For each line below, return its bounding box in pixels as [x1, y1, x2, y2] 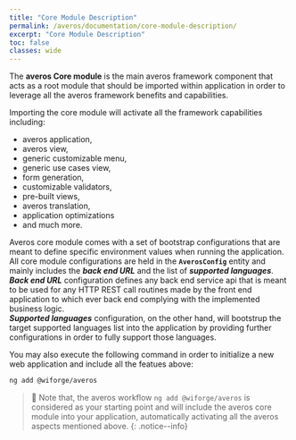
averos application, [21, 134, 93, 145]
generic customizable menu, [21, 153, 127, 164]
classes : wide [9, 47, 62, 55]
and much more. [21, 220, 83, 231]
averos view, [21, 144, 69, 155]
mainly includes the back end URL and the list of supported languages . [9, 266, 274, 276]
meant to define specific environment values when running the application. [9, 247, 284, 258]
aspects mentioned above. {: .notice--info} [30, 421, 189, 431]
